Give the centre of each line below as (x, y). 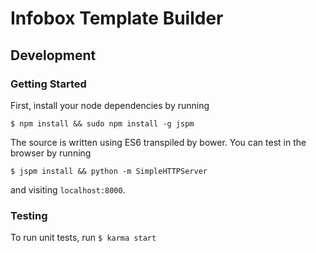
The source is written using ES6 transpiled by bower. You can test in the (158, 142)
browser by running (51, 153)
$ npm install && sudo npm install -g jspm (102, 123)
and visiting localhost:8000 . (68, 189)
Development (53, 55)
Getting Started (48, 84)
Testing (29, 215)
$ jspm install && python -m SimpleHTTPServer (109, 171)
